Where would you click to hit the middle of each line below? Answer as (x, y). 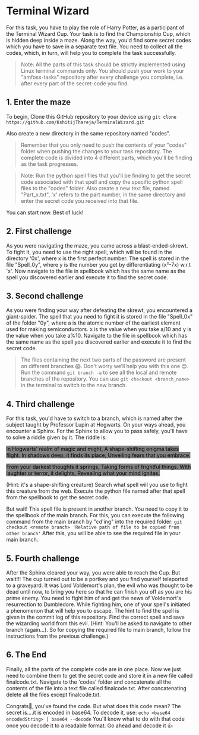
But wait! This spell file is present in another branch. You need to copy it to (97, 509)
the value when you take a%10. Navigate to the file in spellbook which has (97, 336)
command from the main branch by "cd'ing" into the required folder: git (94, 522)
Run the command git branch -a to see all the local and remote (99, 373)
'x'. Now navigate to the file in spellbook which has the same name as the (96, 271)
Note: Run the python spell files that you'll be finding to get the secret (106, 175)
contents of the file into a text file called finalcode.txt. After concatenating (97, 688)
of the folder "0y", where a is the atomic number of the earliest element (94, 323)
